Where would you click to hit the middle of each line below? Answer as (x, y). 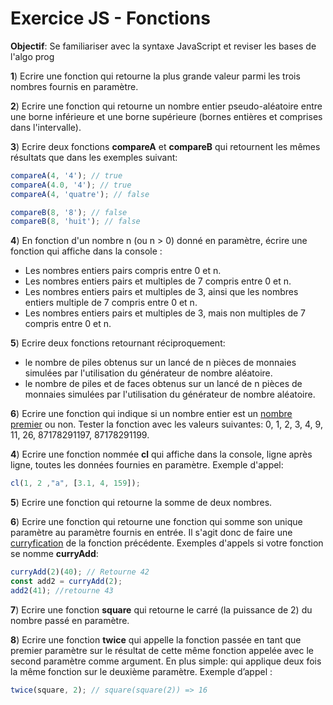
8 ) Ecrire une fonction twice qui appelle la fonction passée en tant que (156, 639)
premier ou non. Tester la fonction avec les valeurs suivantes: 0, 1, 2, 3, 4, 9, (166, 424)
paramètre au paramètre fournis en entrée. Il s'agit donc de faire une (151, 533)
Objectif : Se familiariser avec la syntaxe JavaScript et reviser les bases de (163, 46)
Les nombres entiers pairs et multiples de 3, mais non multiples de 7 (165, 313)
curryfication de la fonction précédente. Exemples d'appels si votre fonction (167, 543)
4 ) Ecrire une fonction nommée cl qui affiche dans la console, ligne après (161, 454)
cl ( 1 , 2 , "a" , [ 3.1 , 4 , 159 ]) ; (75, 483)
